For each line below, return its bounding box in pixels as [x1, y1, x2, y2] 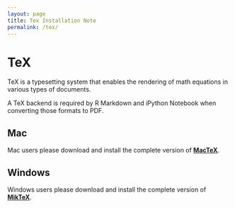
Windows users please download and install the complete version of [7, 185, 207, 194]
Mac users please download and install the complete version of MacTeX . [7, 146, 220, 155]
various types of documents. [7, 85, 91, 94]
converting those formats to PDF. [7, 106, 104, 115]
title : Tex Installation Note [7, 17, 97, 24]
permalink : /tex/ [7, 23, 59, 31]
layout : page [7, 10, 46, 18]
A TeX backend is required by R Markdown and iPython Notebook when [7, 99, 217, 107]
